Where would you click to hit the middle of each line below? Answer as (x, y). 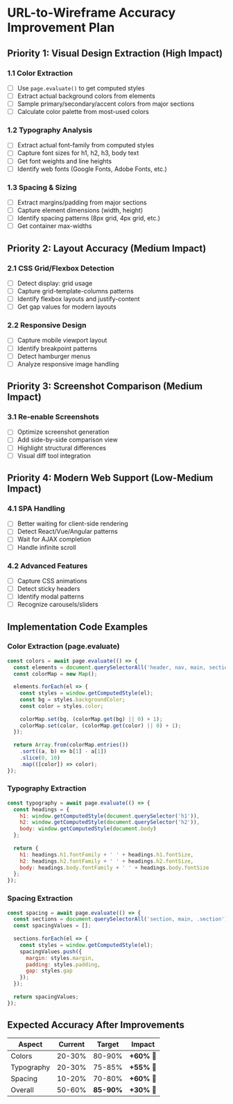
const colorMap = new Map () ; (55, 674)
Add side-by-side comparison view (67, 440)
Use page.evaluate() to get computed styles (81, 88)
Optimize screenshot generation (63, 432)
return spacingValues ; (46, 997)
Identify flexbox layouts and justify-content (78, 299)
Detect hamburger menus (54, 356)
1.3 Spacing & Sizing (42, 187)
